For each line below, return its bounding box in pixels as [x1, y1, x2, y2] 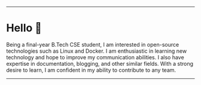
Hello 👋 [6, 22, 42, 35]
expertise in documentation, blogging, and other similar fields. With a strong [6, 60, 193, 67]
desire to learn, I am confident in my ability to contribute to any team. [6, 66, 176, 74]
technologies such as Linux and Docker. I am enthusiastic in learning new [6, 47, 187, 54]
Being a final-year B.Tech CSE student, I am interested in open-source [6, 41, 179, 48]
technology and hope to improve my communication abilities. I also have [6, 53, 184, 60]
